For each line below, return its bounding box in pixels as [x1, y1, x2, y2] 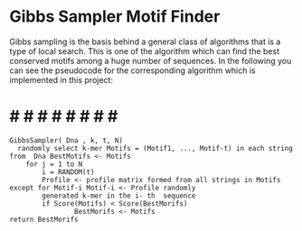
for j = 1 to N [25, 160, 83, 169]
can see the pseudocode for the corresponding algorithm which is [9, 65, 256, 76]
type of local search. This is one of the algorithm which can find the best [9, 45, 280, 56]
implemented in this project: [9, 74, 113, 85]
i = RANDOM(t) [42, 167, 95, 177]
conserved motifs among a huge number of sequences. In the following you [9, 55, 292, 66]
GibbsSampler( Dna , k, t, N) [9, 135, 124, 145]
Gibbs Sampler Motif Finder [9, 6, 221, 27]
